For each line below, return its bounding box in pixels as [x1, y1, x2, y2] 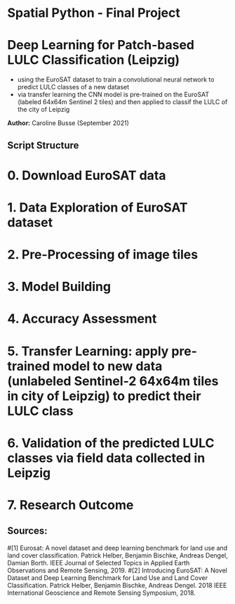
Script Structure [7, 139, 79, 151]
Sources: [7, 525, 48, 537]
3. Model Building [7, 279, 111, 295]
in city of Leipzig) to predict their [7, 388, 201, 404]
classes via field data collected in [7, 450, 206, 465]
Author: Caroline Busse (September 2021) [7, 119, 130, 127]
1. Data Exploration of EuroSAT [7, 199, 188, 215]
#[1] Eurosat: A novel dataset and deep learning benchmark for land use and [7, 544, 228, 552]
